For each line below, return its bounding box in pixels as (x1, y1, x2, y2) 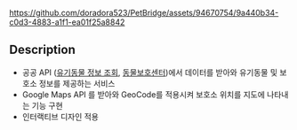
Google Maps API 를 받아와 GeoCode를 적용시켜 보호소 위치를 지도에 (21, 88, 265, 100)
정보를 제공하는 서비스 (38, 78, 116, 88)
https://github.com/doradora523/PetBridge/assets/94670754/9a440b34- (9, 8, 279, 18)
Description (9, 42, 76, 57)
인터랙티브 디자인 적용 (21, 111, 100, 122)
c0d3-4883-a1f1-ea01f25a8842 (9, 17, 125, 27)
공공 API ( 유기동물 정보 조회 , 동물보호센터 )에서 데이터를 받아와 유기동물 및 (21, 66, 278, 78)
